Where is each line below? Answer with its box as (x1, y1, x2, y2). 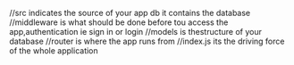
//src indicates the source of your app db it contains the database (9, 8, 251, 18)
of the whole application (9, 45, 98, 56)
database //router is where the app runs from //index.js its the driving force (9, 36, 285, 46)
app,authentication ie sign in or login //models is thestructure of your (9, 27, 262, 37)
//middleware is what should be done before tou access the (9, 17, 229, 28)
